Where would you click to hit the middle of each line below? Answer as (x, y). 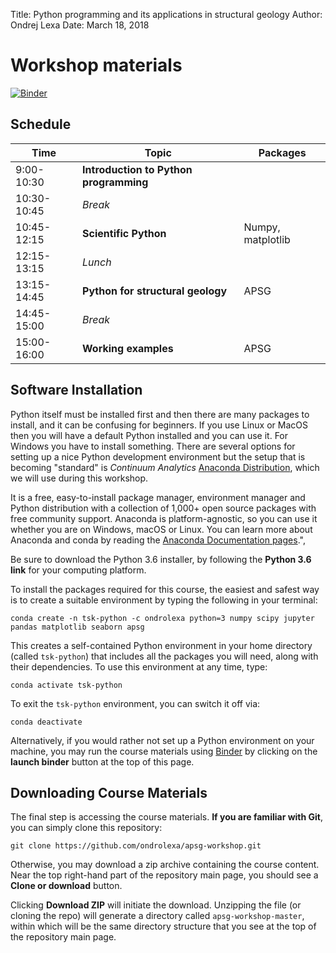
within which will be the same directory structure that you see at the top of (163, 926)
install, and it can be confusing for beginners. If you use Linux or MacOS (159, 425)
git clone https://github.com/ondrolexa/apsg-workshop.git (136, 846)
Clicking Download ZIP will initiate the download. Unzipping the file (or (156, 905)
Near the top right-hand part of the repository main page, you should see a (164, 875)
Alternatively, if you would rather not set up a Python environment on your (162, 740)
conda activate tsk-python (66, 685)
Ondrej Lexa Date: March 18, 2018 (80, 25)
